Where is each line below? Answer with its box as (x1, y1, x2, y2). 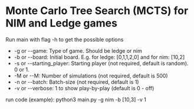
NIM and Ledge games (5, 16, 117, 30)
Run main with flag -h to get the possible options (5, 36, 124, 43)
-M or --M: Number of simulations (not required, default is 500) (14, 72, 169, 79)
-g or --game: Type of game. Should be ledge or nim (14, 47, 142, 54)
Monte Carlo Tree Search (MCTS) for (5, 4, 189, 18)
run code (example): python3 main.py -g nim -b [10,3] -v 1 (5, 96, 147, 103)
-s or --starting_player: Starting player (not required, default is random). (14, 60, 189, 67)
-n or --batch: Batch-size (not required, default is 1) (14, 78, 139, 86)
